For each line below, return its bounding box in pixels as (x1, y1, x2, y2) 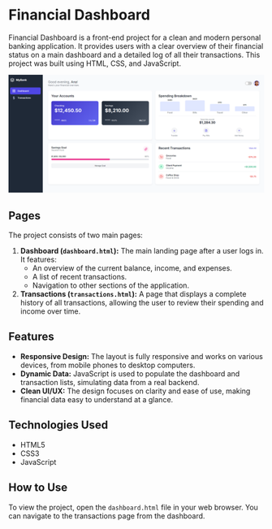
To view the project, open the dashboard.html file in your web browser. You (8, 502, 258, 512)
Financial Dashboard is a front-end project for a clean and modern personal (8, 33, 261, 42)
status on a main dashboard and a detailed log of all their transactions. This (8, 50, 261, 59)
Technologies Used (8, 418, 108, 432)
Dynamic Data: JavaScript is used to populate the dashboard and (19, 368, 240, 379)
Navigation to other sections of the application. (32, 280, 189, 290)
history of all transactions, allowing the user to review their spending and (19, 298, 264, 308)
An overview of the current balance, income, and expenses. (32, 263, 233, 273)
